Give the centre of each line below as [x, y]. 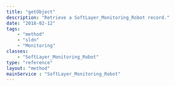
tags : [13, 29]
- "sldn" [28, 40]
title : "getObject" [31, 12]
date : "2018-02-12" [31, 23]
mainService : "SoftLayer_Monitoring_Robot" [63, 74]
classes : [17, 51]
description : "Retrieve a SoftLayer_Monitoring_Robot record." [88, 18]
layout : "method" [28, 68]
